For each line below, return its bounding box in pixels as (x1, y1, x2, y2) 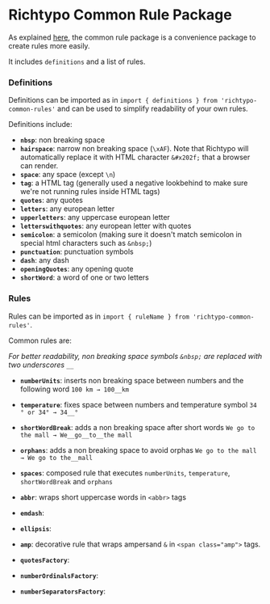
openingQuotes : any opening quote (19, 264, 135, 274)
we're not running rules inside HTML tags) (19, 187, 160, 196)
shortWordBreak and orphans (19, 476, 113, 486)
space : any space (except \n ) (19, 170, 116, 180)
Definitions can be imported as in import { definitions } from (8, 95, 218, 105)
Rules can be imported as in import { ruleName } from (8, 311, 189, 321)
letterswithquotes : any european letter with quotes (19, 221, 192, 231)
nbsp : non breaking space (19, 135, 106, 145)
